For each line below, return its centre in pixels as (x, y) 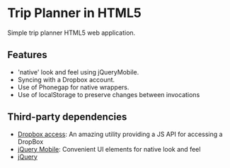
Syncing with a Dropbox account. (66, 79)
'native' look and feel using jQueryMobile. (78, 72)
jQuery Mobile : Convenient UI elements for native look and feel (109, 149)
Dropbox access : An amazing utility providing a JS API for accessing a (120, 134)
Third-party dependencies (67, 117)
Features (27, 55)
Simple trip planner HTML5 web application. (71, 33)
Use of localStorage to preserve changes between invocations (109, 94)
